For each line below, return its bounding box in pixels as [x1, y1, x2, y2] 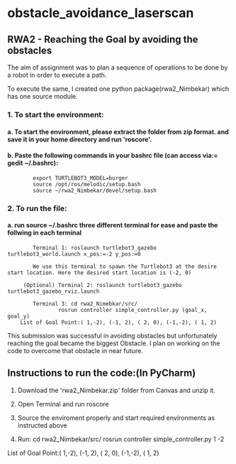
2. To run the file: [7, 203, 67, 213]
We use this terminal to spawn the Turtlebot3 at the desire [33, 263, 218, 270]
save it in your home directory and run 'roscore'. [7, 135, 152, 144]
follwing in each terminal [7, 229, 82, 237]
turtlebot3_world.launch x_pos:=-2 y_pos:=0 [7, 250, 141, 257]
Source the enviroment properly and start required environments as [17, 414, 215, 422]
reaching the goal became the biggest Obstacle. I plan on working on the [7, 339, 220, 347]
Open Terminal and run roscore [17, 399, 109, 408]
